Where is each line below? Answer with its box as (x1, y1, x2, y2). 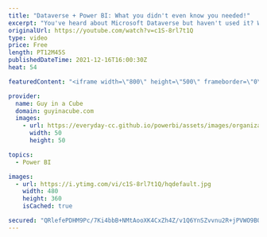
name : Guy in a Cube (15, 99, 83, 107)
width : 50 (29, 129, 62, 138)
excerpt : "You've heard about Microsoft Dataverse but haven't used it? (8, 19, 254, 27)
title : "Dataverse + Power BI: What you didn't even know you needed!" (8, 11, 250, 20)
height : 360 (22, 195, 62, 203)
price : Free (8, 41, 48, 49)
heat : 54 (8, 64, 37, 72)
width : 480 (22, 188, 59, 196)
